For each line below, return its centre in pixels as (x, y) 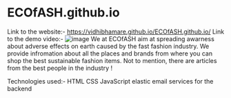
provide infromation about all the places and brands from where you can (110, 53)
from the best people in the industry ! (60, 68)
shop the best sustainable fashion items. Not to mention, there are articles (112, 60)
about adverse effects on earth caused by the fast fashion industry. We (108, 46)
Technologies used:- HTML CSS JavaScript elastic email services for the (110, 81)
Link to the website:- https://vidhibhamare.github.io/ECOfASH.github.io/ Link (116, 32)
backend (20, 88)
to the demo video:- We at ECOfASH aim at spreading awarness (111, 38)
